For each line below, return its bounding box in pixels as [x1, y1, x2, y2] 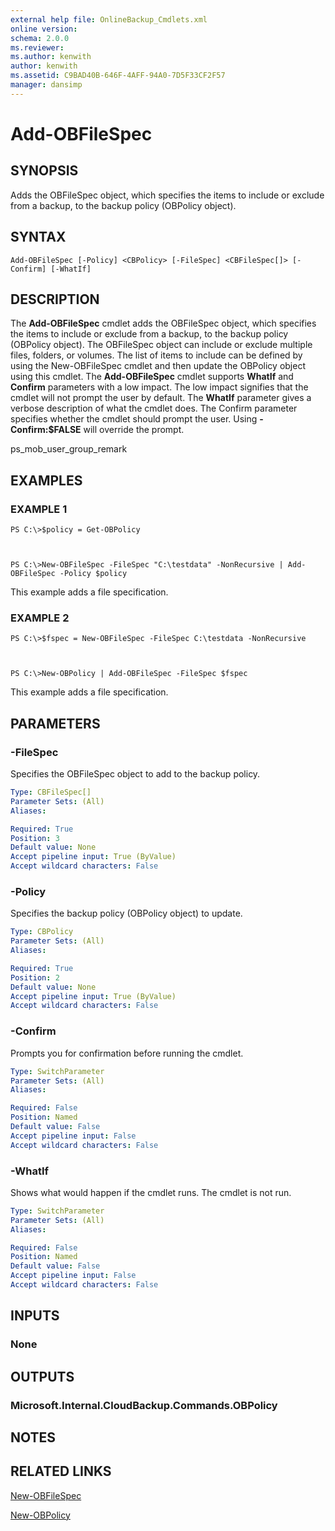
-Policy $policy [59, 569, 128, 579]
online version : [10, 24, 78, 34]
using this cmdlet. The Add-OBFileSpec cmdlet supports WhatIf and [10, 371, 294, 383]
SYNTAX [10, 229, 67, 246]
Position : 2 [10, 972, 60, 983]
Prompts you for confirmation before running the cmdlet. [10, 1047, 244, 1059]
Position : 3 [10, 833, 60, 843]
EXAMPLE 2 [10, 611, 70, 625]
